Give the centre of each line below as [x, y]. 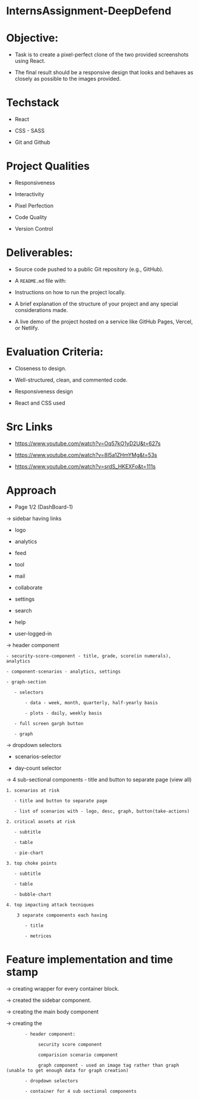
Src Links [29, 427]
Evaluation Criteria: [55, 352]
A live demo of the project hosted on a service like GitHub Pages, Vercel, [104, 322]
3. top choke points [32, 863]
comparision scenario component [78, 1055]
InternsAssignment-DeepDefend [89, 11]
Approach [31, 490]
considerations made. [41, 310]
